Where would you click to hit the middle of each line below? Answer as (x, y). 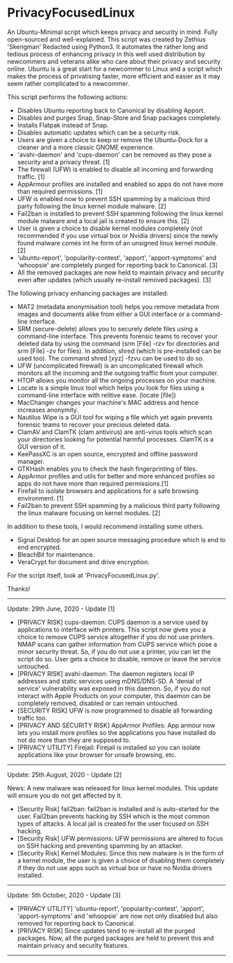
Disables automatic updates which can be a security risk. (99, 132)
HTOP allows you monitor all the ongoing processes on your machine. (117, 380)
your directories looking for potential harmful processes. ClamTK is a (115, 439)
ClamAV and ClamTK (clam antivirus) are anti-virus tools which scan (115, 432)
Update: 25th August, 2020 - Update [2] (65, 774)
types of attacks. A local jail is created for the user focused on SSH (113, 824)
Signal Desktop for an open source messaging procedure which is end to (121, 539)
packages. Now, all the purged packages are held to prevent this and (115, 938)
